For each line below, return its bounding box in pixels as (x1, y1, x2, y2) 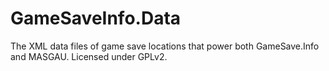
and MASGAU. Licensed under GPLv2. (10, 50, 168, 62)
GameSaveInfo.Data (10, 7, 182, 30)
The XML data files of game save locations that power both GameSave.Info (10, 40, 320, 52)
